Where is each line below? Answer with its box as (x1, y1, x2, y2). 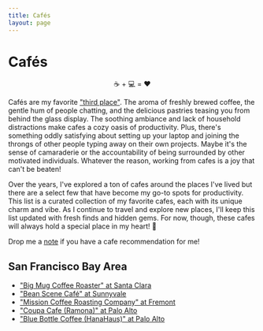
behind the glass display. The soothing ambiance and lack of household (8, 114, 242, 124)
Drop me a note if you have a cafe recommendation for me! (8, 237, 200, 247)
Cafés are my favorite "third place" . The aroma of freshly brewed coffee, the (8, 98, 255, 107)
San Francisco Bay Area (8, 259, 128, 273)
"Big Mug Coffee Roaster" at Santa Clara (19, 281, 152, 290)
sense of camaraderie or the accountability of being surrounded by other (8, 147, 246, 158)
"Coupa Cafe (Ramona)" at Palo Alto (19, 306, 138, 315)
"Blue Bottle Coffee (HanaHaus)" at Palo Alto (19, 314, 165, 324)
